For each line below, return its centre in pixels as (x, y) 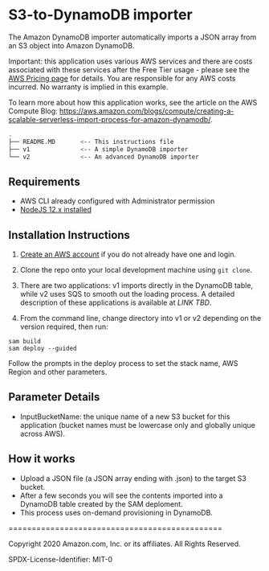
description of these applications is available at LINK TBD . (116, 302)
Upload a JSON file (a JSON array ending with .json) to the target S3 (133, 478)
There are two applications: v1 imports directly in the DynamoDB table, (137, 285)
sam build (25, 342)
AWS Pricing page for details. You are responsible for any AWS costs (122, 78)
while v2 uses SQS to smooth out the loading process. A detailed (127, 294)
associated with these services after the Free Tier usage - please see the (129, 69)
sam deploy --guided (43, 349)
